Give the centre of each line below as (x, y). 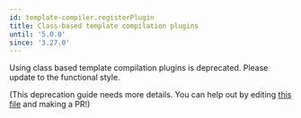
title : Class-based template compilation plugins (104, 26)
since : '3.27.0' (40, 42)
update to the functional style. (65, 78)
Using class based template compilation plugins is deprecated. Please (139, 68)
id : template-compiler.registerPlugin (82, 17)
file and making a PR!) (50, 105)
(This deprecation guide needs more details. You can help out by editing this (150, 95)
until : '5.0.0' (38, 34)
